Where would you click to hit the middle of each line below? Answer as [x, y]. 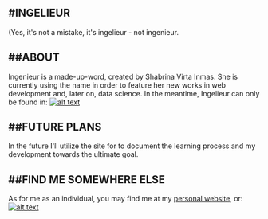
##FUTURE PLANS [55, 127]
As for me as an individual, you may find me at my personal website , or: [126, 199]
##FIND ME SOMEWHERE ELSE [87, 180]
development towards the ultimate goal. [73, 154]
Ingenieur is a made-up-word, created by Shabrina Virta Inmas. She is [123, 76]
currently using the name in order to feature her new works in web [117, 85]
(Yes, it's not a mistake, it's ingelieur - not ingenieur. [94, 32]
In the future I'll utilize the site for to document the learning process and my [132, 146]
